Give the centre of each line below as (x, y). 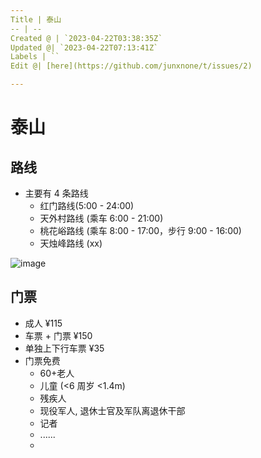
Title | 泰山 (36, 19)
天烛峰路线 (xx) (71, 243)
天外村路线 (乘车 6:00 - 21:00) (101, 218)
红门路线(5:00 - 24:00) (87, 205)
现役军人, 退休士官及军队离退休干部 (112, 410)
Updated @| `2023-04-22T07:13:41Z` (84, 47)
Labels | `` (35, 57)
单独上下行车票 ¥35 (64, 348)
